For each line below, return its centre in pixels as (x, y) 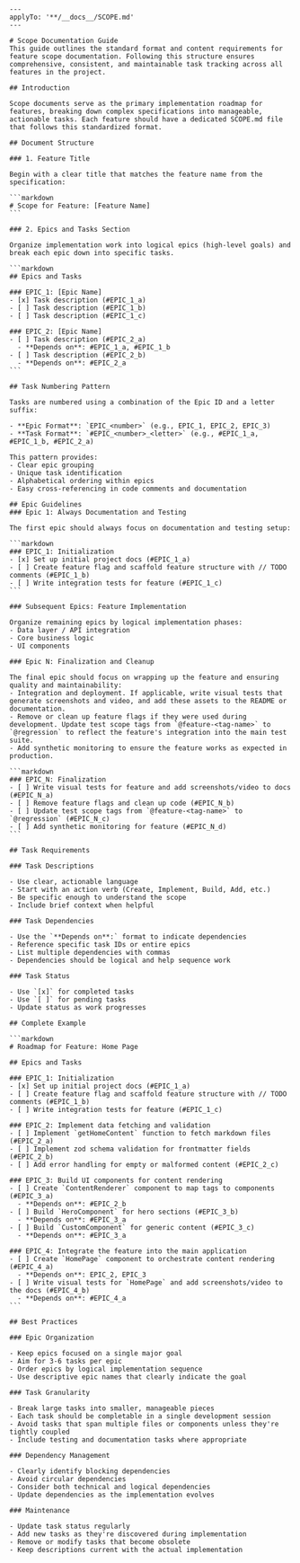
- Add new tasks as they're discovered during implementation (128, 1534)
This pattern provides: (54, 457)
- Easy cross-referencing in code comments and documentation (128, 489)
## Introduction (40, 88)
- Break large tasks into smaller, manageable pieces (112, 1408)
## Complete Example (48, 1023)
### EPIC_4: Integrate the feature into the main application (128, 1251)
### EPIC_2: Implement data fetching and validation (110, 1126)
